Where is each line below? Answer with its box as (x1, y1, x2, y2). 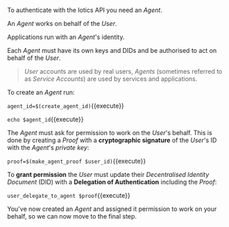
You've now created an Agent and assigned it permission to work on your (7, 205, 217, 213)
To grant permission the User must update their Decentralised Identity (7, 171, 210, 178)
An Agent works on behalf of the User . (7, 19, 117, 27)
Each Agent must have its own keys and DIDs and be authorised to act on (7, 47, 217, 54)
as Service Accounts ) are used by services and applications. (24, 75, 198, 83)
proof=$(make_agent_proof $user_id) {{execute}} (7, 157, 146, 165)
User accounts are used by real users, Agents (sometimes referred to (24, 68, 223, 75)
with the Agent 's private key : (7, 143, 90, 152)
